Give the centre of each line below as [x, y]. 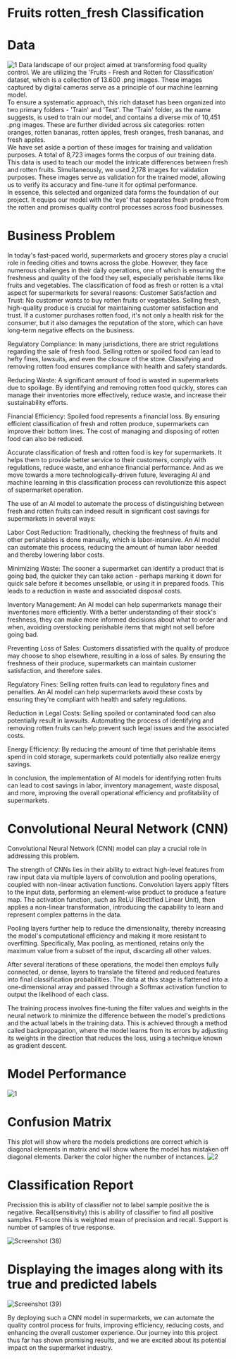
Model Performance [67, 1074]
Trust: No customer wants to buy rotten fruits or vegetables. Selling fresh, [114, 301]
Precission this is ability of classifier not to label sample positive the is [108, 1204]
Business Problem [61, 236]
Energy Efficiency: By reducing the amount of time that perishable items [112, 749]
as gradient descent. [37, 1045]
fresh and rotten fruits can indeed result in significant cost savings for [108, 511]
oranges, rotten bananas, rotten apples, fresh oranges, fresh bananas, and [116, 133]
